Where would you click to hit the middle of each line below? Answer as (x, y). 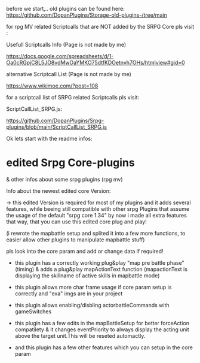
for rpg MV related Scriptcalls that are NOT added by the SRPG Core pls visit (100, 27)
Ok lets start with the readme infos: (49, 138)
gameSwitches (33, 311)
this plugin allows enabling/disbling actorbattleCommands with (92, 305)
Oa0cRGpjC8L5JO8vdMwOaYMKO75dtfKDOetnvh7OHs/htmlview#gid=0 (96, 63)
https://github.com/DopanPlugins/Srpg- (55, 120)
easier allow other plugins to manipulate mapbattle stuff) (76, 240)
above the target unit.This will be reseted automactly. (80, 335)
